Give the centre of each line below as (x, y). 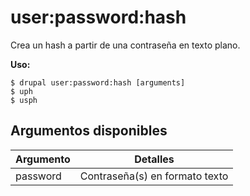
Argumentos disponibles (89, 131)
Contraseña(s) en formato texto (154, 176)
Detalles (154, 159)
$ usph (24, 100)
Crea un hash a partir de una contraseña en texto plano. (125, 45)
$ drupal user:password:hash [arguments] (98, 82)
